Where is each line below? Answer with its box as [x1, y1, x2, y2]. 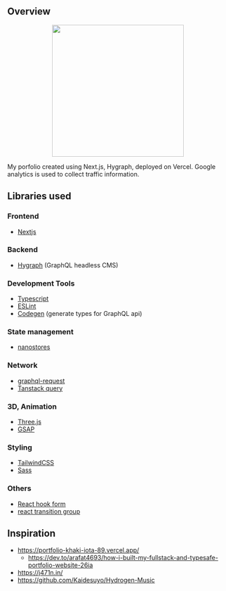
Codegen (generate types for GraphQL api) [17, 310, 142, 318]
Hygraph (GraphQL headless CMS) [17, 260, 119, 269]
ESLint [17, 302, 36, 310]
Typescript [17, 295, 49, 303]
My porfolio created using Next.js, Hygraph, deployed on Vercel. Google [7, 162, 216, 171]
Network [7, 360, 38, 370]
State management [7, 327, 74, 337]
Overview [7, 6, 51, 18]
